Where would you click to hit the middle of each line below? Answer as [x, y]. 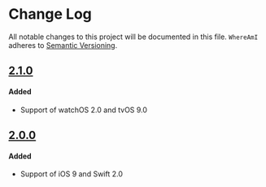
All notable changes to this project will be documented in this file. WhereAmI [133, 37]
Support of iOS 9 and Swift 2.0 [72, 174]
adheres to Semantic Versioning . [63, 45]
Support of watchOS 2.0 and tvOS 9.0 [84, 110]
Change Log [50, 14]
